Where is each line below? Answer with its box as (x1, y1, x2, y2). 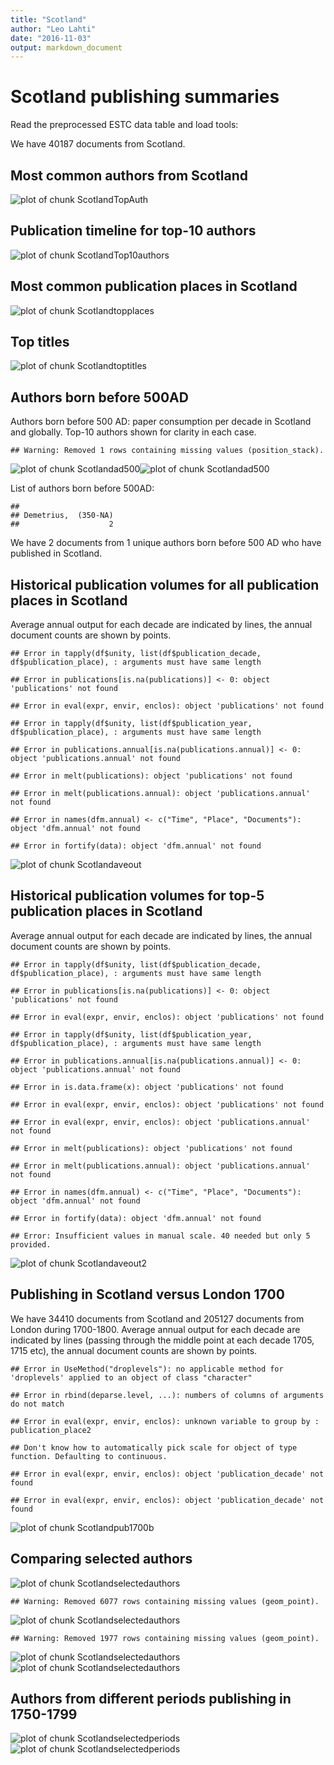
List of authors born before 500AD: (10, 482, 155, 495)
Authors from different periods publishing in (10, 1690, 292, 1707)
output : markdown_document (10, 42, 123, 53)
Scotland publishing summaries (10, 86, 280, 108)
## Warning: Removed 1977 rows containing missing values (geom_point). (10, 1633, 320, 1643)
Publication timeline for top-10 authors (10, 222, 257, 240)
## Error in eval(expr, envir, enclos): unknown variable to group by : (10, 1416, 320, 1426)
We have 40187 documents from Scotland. (10, 138, 186, 150)
